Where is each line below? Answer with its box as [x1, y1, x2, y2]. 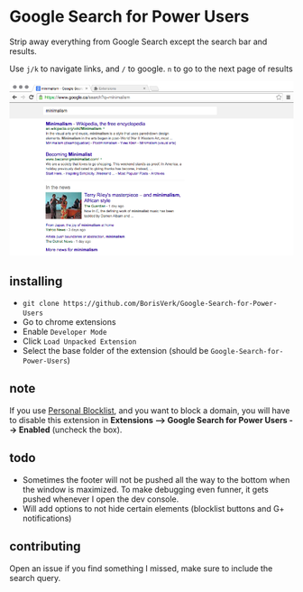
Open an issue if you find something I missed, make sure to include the [9, 562, 273, 574]
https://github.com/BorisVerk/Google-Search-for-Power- [62, 300, 278, 309]
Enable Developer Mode [22, 327, 107, 338]
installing [9, 273, 63, 289]
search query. [9, 572, 61, 583]
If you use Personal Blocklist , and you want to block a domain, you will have [9, 404, 290, 416]
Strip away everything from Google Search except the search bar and [9, 36, 268, 47]
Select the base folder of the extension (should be [22, 346, 209, 356]
